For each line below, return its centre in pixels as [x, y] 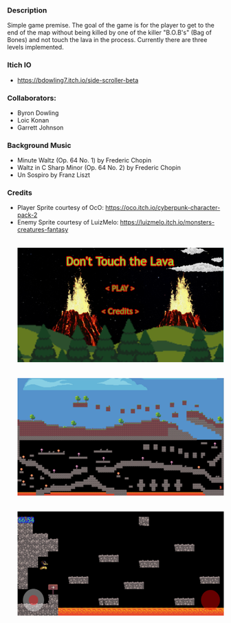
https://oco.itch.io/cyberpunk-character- [163, 208]
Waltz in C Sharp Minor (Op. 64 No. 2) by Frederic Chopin [99, 168]
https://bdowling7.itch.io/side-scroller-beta [78, 80]
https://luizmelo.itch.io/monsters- [167, 222]
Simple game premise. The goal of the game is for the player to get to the [111, 25]
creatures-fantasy [43, 230]
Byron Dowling [38, 113]
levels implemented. [35, 47]
